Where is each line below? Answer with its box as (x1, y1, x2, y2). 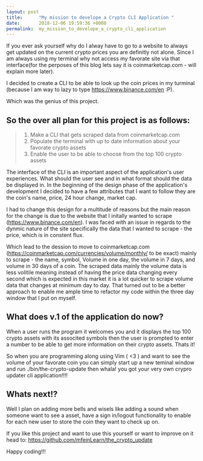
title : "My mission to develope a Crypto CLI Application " (6, 14, 174, 21)
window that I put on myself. (6, 294, 77, 302)
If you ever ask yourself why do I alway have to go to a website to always (6, 42, 188, 49)
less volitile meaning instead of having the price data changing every (6, 269, 178, 276)
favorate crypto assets (30, 144, 86, 151)
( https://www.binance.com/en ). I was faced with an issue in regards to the (6, 218, 191, 226)
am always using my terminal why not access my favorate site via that (6, 55, 180, 62)
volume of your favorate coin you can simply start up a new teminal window (6, 358, 195, 366)
